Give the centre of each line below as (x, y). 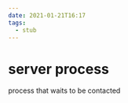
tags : (17, 23)
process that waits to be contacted (64, 90)
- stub (26, 30)
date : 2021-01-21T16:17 (47, 15)
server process (59, 69)
